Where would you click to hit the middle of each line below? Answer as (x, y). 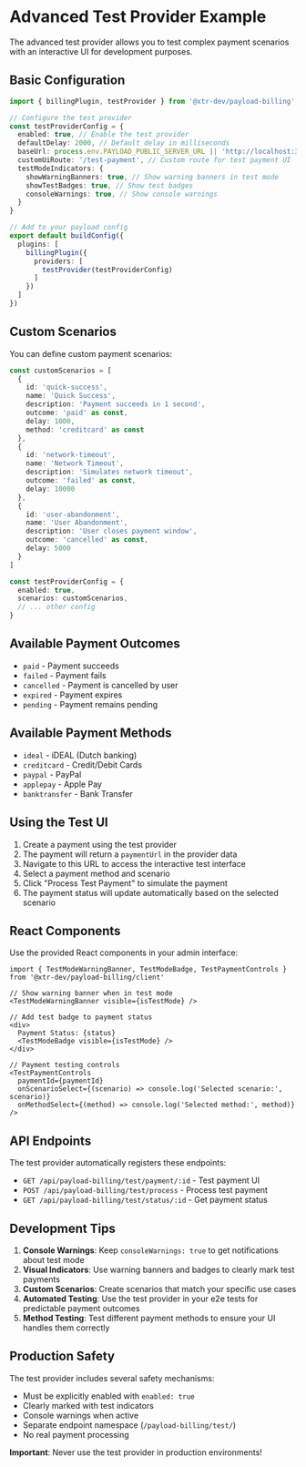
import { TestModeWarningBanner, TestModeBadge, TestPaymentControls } (148, 970)
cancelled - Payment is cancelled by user (101, 685)
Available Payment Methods (91, 733)
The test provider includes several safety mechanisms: (112, 1378)
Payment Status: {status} (67, 1034)
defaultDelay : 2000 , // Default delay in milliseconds (124, 143)
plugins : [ (38, 244)
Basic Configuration (67, 81)
